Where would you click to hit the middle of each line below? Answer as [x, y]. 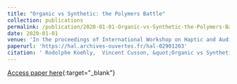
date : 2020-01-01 [33, 33]
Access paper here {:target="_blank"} [61, 72]
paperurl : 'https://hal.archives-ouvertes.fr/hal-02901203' [98, 46]
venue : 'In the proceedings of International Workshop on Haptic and [112, 40]
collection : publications [45, 20]
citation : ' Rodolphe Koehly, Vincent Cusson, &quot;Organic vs [105, 53]
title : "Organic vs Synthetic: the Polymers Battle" [86, 14]
